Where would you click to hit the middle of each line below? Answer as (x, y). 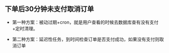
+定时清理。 (25, 28)
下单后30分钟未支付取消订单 (49, 9)
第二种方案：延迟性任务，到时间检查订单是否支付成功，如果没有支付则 (86, 39)
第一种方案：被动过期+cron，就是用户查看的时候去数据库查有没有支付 (85, 22)
